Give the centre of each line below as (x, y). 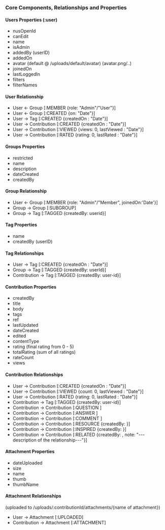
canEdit (21, 37)
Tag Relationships (25, 253)
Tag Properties (21, 225)
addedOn (22, 58)
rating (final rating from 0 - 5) (43, 347)
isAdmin (21, 47)
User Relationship (25, 97)
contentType (26, 341)
